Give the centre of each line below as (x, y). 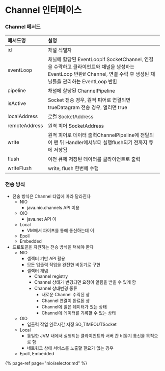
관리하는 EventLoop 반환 (90, 82)
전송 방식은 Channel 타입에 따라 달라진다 (51, 196)
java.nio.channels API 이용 (53, 207)
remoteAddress (25, 126)
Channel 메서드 (23, 27)
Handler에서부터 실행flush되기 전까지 (107, 142)
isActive (17, 103)
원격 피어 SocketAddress (76, 126)
